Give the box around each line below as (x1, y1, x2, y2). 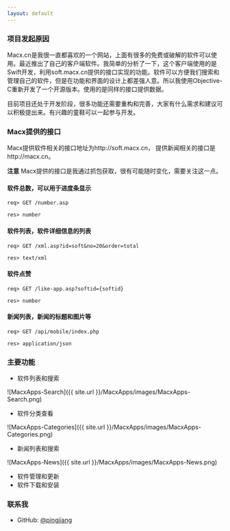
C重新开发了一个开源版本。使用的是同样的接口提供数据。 (7, 85, 168, 93)
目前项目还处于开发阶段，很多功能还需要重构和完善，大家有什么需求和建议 (7, 99, 217, 108)
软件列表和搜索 (16, 374, 60, 382)
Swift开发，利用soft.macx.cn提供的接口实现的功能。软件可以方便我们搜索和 (7, 68, 220, 76)
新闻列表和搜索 (16, 445, 60, 453)
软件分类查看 (16, 409, 53, 418)
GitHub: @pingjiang (16, 515, 73, 524)
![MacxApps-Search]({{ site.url (7, 388, 94, 396)
